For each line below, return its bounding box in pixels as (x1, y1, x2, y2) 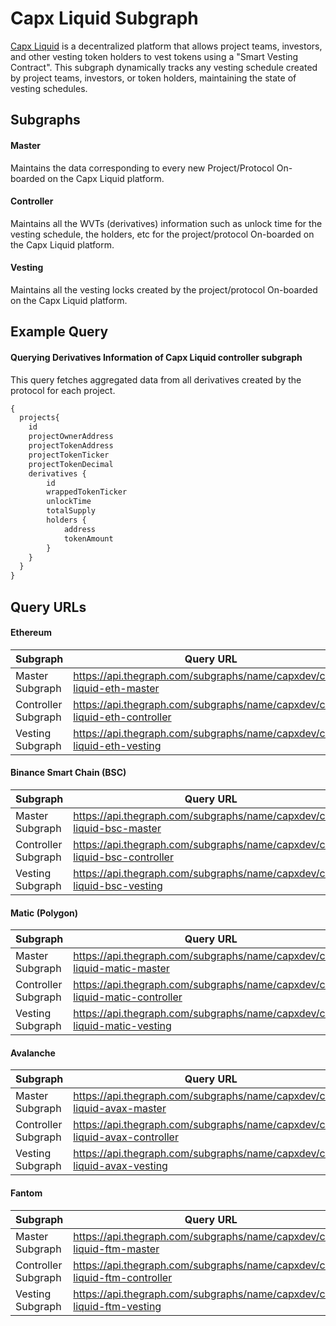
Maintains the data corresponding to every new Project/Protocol (10, 162, 275, 174)
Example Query (10, 323, 109, 341)
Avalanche (10, 1047, 56, 1059)
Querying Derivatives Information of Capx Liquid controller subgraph (10, 351, 303, 363)
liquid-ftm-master (73, 1242, 160, 1256)
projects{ (19, 413, 60, 423)
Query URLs (10, 598, 87, 616)
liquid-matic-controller (73, 990, 183, 1004)
